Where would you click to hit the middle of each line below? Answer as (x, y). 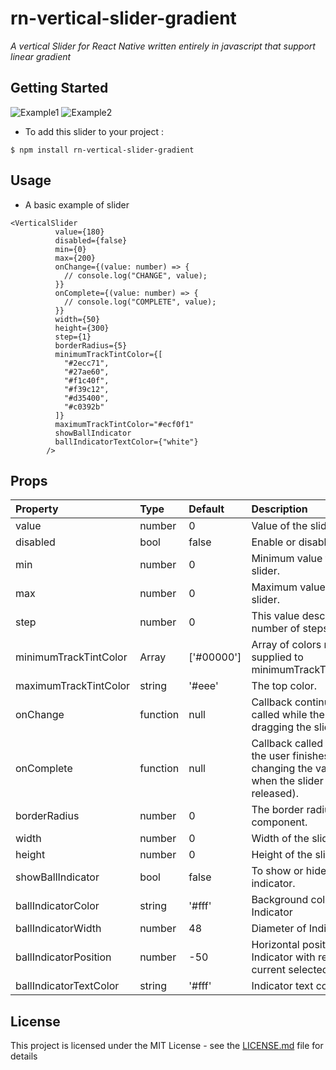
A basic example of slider (77, 204)
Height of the (282, 855)
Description (279, 509)
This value (275, 616)
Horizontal (275, 945)
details (24, 1056)
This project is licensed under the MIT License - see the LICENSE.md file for (167, 1046)
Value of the (279, 526)
